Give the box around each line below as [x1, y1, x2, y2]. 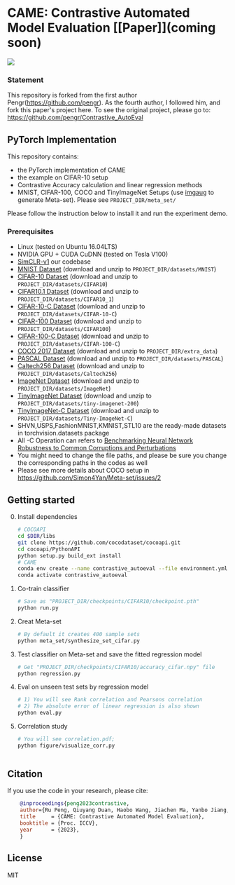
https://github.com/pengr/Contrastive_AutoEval [7, 114, 143, 122]
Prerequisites [7, 227, 54, 236]
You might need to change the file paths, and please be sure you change [17, 451, 227, 460]
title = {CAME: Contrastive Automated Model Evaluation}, [20, 813, 205, 820]
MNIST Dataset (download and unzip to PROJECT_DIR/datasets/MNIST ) [17, 265, 217, 273]
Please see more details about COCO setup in [17, 466, 150, 475]
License [7, 852, 43, 864]
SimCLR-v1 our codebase [17, 257, 91, 266]
